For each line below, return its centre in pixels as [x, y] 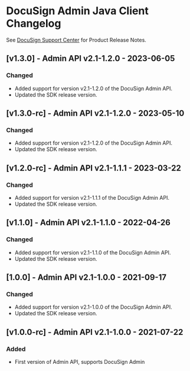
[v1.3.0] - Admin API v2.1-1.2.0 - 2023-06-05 [91, 58]
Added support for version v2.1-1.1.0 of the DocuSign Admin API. [93, 252]
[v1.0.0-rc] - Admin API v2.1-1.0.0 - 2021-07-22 [95, 332]
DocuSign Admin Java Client [77, 11]
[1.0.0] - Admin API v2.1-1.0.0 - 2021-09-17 [86, 278]
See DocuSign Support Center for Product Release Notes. [76, 40]
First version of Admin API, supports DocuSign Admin [80, 362]
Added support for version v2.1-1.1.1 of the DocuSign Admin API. [92, 198]
